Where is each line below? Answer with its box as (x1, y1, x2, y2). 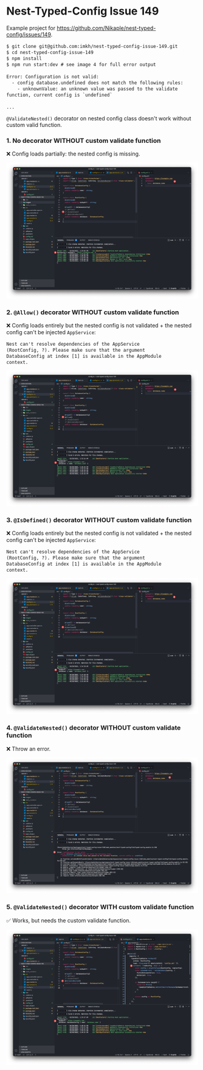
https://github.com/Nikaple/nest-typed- (57, 24, 156, 32)
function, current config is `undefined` (6, 92, 113, 98)
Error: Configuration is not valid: (6, 74, 99, 80)
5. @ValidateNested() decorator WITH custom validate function (6, 903, 194, 911)
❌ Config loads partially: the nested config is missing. (6, 150, 140, 157)
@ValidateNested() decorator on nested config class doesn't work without (6, 114, 191, 122)
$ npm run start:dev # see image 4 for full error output (6, 61, 156, 67)
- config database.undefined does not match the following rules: (12, 80, 184, 86)
